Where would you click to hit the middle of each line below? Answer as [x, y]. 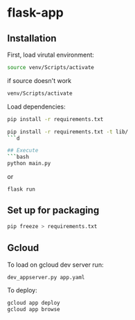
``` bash [18, 157]
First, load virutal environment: [51, 55]
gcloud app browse [34, 310]
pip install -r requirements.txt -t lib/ [68, 132]
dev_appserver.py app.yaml [46, 277]
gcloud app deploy [34, 303]
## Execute [23, 151]
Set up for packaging [53, 210]
